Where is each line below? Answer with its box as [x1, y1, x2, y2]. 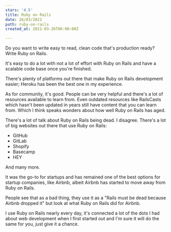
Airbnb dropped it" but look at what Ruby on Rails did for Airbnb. [5, 200, 141, 206]
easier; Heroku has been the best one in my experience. [5, 81, 124, 87]
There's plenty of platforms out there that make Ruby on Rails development [5, 76, 163, 82]
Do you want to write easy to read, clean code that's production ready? [5, 45, 155, 51]
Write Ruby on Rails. [5, 51, 47, 57]
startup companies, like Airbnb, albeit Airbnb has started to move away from [5, 179, 166, 185]
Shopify [12, 144, 30, 150]
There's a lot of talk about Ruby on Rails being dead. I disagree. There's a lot [5, 117, 166, 123]
